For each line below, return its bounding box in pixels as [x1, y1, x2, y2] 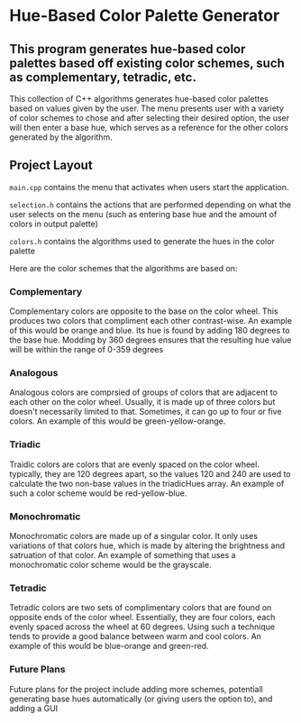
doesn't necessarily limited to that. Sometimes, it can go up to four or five [9, 407, 282, 417]
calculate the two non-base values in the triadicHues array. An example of [9, 478, 285, 489]
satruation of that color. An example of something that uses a [9, 550, 236, 560]
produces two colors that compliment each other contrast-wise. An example [9, 316, 293, 326]
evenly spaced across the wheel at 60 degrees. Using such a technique [9, 621, 276, 632]
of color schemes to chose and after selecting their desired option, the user [9, 113, 290, 123]
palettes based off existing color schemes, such [9, 55, 286, 70]
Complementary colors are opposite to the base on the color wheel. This [9, 306, 278, 316]
